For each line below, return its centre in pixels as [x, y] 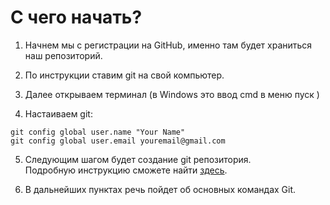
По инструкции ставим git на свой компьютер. [124, 75]
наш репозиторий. [63, 55]
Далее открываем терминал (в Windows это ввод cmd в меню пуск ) [172, 94]
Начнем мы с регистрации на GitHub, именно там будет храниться [168, 45]
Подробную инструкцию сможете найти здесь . [126, 170]
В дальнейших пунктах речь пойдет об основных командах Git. [160, 189]
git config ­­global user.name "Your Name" [98, 132]
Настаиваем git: [58, 113]
